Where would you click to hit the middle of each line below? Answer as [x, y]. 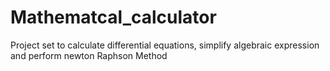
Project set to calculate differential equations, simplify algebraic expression [165, 45]
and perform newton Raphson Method [89, 55]
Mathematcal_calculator [113, 17]
